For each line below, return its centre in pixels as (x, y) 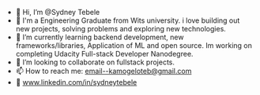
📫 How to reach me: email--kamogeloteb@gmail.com (104, 71)
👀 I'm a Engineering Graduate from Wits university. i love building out (128, 20)
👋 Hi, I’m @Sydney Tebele (58, 12)
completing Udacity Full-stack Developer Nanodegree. (104, 54)
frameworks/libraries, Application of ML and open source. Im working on (134, 46)
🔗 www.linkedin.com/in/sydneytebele (76, 82)
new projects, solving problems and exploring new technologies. (121, 29)
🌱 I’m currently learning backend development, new (100, 37)
